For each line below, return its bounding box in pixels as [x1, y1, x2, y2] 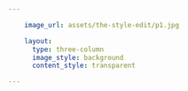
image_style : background [31, 53, 124, 62]
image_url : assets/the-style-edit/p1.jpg [24, 20, 179, 29]
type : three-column [31, 45, 104, 54]
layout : [24, 36, 52, 45]
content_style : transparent [31, 61, 137, 71]
